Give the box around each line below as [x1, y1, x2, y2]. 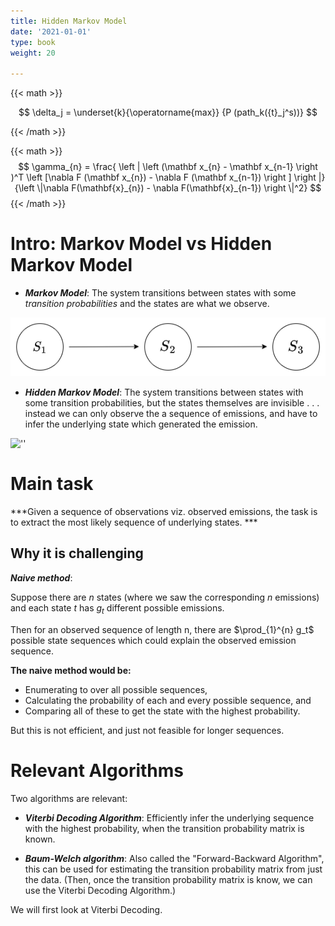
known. [24, 833, 56, 845]
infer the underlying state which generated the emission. [24, 418, 258, 430]
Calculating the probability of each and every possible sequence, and [24, 694, 312, 706]
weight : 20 [10, 48, 56, 58]
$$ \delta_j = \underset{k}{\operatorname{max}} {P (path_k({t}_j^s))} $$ [18, 106, 318, 119]
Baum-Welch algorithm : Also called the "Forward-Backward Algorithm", [24, 852, 325, 864]
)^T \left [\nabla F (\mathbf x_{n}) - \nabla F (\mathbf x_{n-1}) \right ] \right [10, 171, 317, 184]
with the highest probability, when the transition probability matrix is [24, 822, 305, 834]
